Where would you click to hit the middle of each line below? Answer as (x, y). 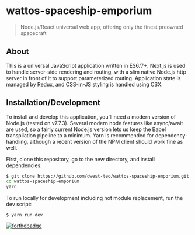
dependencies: (24, 165)
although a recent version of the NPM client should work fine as (106, 141)
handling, (17, 141)
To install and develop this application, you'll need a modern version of (91, 117)
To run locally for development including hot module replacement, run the (95, 198)
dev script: (19, 204)
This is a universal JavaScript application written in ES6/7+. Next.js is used (96, 65)
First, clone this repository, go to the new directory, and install (81, 159)
